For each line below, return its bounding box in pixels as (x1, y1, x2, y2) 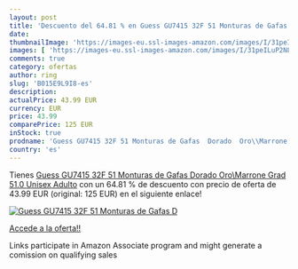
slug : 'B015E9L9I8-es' (9, 79, 93, 88)
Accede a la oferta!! (9, 223, 82, 233)
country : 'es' (9, 145, 62, 154)
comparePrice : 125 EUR (9, 121, 93, 130)
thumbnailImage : (9, 37, 69, 47)
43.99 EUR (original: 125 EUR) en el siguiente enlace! (9, 188, 202, 199)
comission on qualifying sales (9, 249, 118, 260)
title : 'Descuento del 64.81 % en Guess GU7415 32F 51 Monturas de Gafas (9, 21, 288, 30)
